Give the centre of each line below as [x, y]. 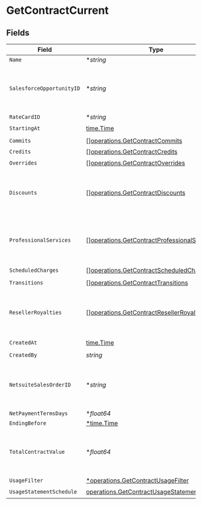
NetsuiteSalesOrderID [40, 385]
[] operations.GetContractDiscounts [136, 193]
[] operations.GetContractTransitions [137, 283]
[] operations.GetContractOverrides [136, 163]
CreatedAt [23, 342]
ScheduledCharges [34, 270]
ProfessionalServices [40, 240]
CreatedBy [23, 355]
